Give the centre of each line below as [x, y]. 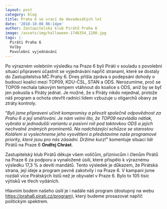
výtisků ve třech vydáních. [32, 181]
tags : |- [14, 38]
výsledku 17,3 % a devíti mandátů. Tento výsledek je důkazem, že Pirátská [81, 165]
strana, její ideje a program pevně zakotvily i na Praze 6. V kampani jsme [80, 170]
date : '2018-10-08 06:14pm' [35, 24]
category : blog [21, 14]
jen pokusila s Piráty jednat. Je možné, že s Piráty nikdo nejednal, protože [81, 92]
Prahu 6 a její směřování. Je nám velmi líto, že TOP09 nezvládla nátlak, [79, 118]
